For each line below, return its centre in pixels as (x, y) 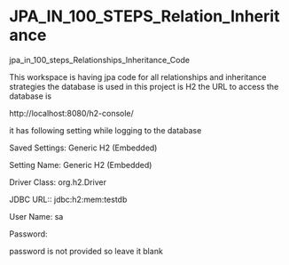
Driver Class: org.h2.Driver (58, 182)
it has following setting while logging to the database (105, 130)
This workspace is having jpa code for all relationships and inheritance (138, 76)
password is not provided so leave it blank (86, 251)
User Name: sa (36, 216)
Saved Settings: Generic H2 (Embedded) (83, 148)
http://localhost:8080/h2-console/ (72, 113)
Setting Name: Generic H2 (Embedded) (81, 165)
